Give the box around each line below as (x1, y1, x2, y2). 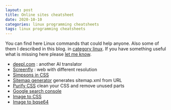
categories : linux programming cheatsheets (5, 21, 100, 27)
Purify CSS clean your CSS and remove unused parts (12, 82, 125, 89)
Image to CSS (12, 94, 42, 100)
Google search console (12, 88, 62, 94)
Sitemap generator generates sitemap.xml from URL (12, 77, 123, 84)
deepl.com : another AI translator (12, 61, 83, 67)
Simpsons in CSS (12, 72, 50, 78)
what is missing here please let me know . (5, 51, 92, 58)
